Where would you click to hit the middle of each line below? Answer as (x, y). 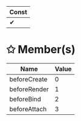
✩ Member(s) (41, 50)
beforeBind (25, 99)
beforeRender (29, 89)
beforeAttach (28, 109)
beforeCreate (28, 79)
